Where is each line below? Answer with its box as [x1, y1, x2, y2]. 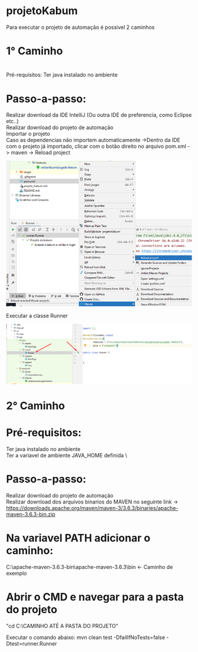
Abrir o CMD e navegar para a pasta [6, 591, 184, 604]
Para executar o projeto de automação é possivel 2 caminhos [6, 24, 155, 31]
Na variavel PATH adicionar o [6, 532, 151, 545]
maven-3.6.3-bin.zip [6, 511, 56, 518]
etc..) [6, 118, 19, 125]
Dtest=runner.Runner [6, 640, 57, 647]
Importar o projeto [6, 130, 50, 137]
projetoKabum [6, 4, 78, 18]
